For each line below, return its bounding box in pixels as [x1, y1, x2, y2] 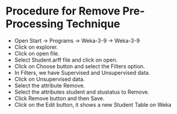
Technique [65, 17, 120, 31]
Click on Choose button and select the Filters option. [14, 62, 145, 70]
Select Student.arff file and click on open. [14, 56, 118, 63]
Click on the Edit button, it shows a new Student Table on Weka [14, 101, 172, 108]
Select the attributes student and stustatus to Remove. [14, 88, 150, 95]
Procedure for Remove [5, 4, 120, 18]
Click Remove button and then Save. [14, 95, 105, 102]
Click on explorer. [14, 43, 58, 51]
